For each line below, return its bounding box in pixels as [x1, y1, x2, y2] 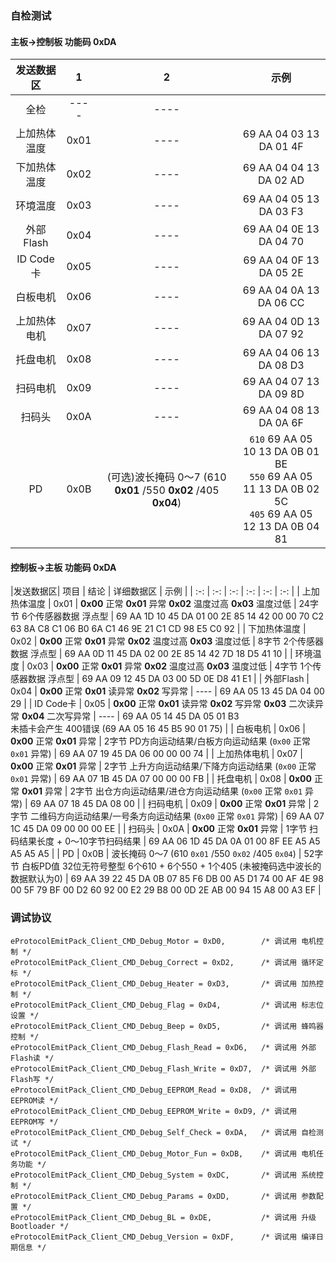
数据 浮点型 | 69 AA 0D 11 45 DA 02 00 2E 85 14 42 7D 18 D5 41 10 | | [10, 648, 293, 660]
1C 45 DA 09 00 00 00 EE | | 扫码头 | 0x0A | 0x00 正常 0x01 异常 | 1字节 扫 [10, 823, 319, 835]
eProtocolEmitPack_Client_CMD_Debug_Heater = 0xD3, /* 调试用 [10, 978, 298, 989]
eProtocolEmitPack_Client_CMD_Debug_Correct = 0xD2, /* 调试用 [10, 957, 298, 967]
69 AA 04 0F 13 [243, 253, 320, 267]
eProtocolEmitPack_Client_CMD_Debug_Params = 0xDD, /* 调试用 [10, 1191, 298, 1201]
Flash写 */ [10, 1074, 55, 1084]
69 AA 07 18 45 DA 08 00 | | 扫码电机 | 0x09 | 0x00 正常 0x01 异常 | [29, 798, 312, 810]
